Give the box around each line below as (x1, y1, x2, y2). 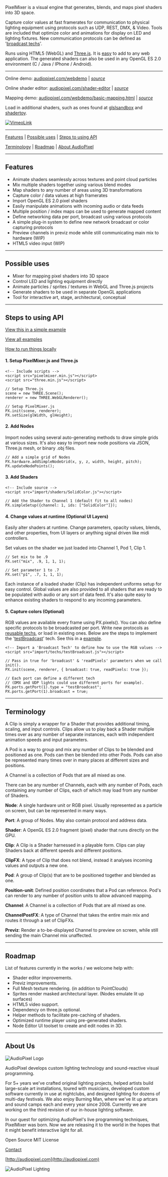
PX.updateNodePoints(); (5, 464, 55, 469)
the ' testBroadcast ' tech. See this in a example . (5, 636, 102, 642)
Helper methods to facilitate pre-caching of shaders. (12, 1012, 121, 1018)
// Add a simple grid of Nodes (5, 455, 70, 460)
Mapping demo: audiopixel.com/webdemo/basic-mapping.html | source (5, 95, 153, 101)
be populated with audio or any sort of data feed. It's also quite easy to (5, 592, 151, 598)
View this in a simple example (5, 327, 66, 333)
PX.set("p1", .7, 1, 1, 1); (5, 572, 64, 577)
